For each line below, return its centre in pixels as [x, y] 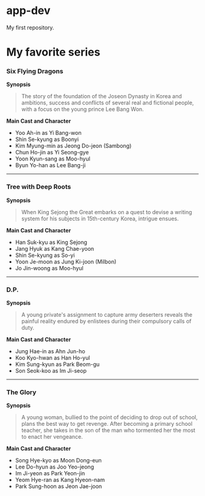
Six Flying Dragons [35, 71]
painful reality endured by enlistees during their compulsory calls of [106, 322]
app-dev [28, 11]
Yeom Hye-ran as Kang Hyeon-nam [60, 480]
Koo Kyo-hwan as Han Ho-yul [52, 358]
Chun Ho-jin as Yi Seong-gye [52, 153]
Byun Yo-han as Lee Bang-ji [50, 165]
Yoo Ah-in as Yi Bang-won [48, 133]
